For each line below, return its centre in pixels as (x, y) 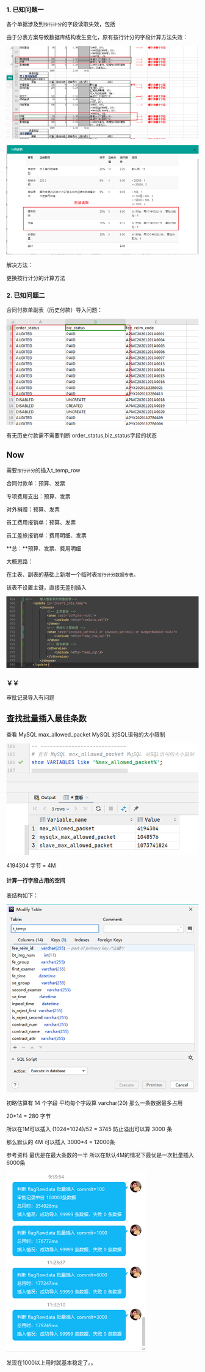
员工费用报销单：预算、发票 (41, 523)
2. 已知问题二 (26, 295)
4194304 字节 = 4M (31, 865)
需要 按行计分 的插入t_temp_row (43, 471)
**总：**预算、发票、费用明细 (44, 548)
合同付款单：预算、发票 (36, 483)
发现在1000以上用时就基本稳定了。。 (51, 1363)
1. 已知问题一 (25, 9)
